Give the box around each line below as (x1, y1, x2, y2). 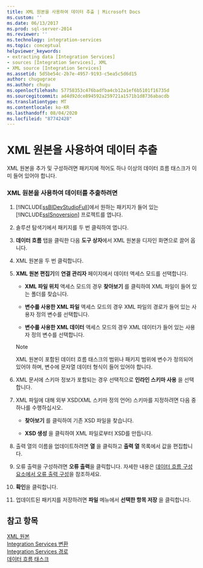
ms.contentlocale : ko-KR (7, 104, 69, 111)
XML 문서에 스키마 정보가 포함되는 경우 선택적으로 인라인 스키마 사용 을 (15, 376, 183, 384)
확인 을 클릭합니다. (15, 483, 58, 491)
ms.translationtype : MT (7, 98, 67, 105)
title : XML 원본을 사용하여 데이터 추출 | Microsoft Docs (7, 8, 141, 15)
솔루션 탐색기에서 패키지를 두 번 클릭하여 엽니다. (15, 224, 129, 231)
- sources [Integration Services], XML (7, 59, 108, 65)
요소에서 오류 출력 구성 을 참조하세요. (15, 471, 101, 478)
